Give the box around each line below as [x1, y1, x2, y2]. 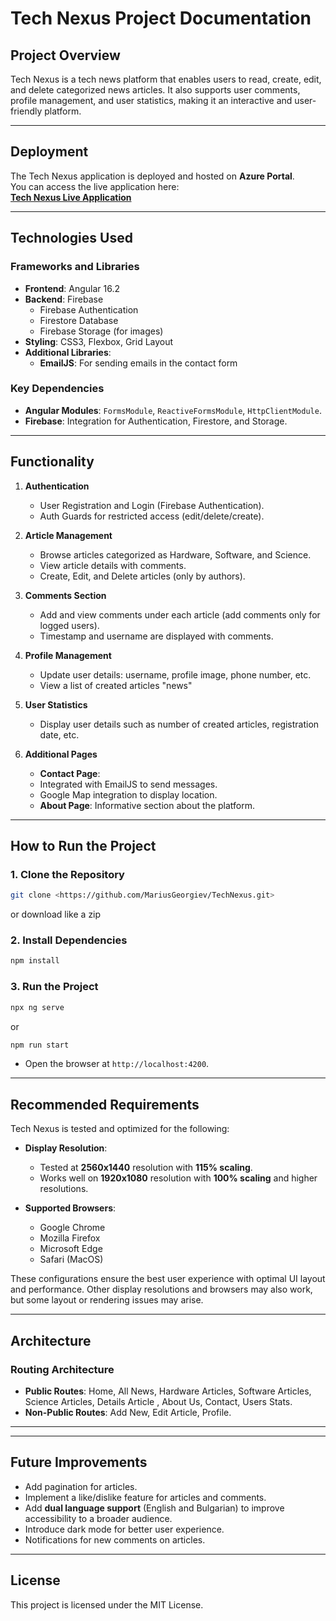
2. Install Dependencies [10, 933, 128, 947]
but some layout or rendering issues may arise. [10, 1294, 204, 1306]
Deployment [10, 143, 89, 161]
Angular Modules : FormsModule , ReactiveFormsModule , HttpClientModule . [24, 404, 322, 416]
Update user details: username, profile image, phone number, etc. [39, 668, 312, 681]
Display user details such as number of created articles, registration [39, 718, 320, 730]
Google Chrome [39, 1222, 106, 1234]
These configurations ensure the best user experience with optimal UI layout [10, 1273, 326, 1285]
